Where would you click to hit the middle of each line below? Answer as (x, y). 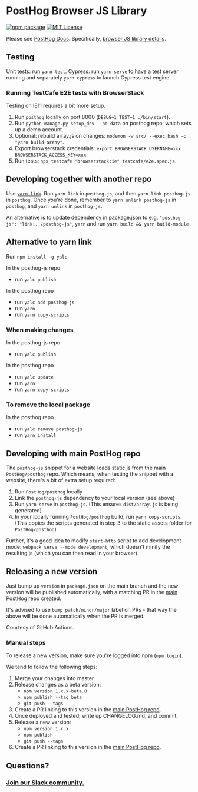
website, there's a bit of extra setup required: (61, 480)
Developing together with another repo (79, 179)
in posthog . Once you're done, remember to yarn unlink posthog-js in (91, 200)
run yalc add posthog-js (44, 302)
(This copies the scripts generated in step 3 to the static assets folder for (103, 523)
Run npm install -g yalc (37, 256)
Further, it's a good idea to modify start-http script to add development (94, 541)
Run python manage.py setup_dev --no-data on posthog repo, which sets (103, 123)
